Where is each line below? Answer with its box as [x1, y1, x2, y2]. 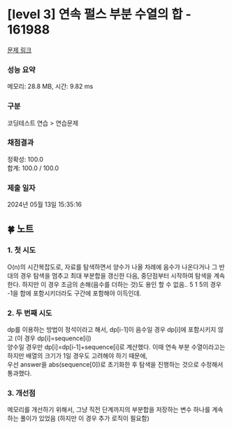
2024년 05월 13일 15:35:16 [7, 200, 82, 209]
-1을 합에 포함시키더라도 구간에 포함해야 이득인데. [7, 288, 142, 297]
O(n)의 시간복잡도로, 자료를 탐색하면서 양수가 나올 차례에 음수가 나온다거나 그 [7, 262, 218, 271]
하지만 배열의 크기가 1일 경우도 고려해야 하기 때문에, [7, 351, 148, 360]
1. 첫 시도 [7, 246, 36, 255]
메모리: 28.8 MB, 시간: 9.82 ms [7, 82, 94, 91]
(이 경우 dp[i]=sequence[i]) [14, 334, 92, 343]
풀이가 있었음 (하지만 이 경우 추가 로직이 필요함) [20, 414, 150, 423]
